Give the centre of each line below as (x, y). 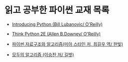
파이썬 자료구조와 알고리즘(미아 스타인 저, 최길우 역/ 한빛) (67, 44)
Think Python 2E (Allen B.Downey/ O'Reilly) (56, 34)
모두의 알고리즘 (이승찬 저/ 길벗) (43, 55)
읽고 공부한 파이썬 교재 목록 (57, 10)
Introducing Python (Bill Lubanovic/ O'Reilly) (57, 24)
